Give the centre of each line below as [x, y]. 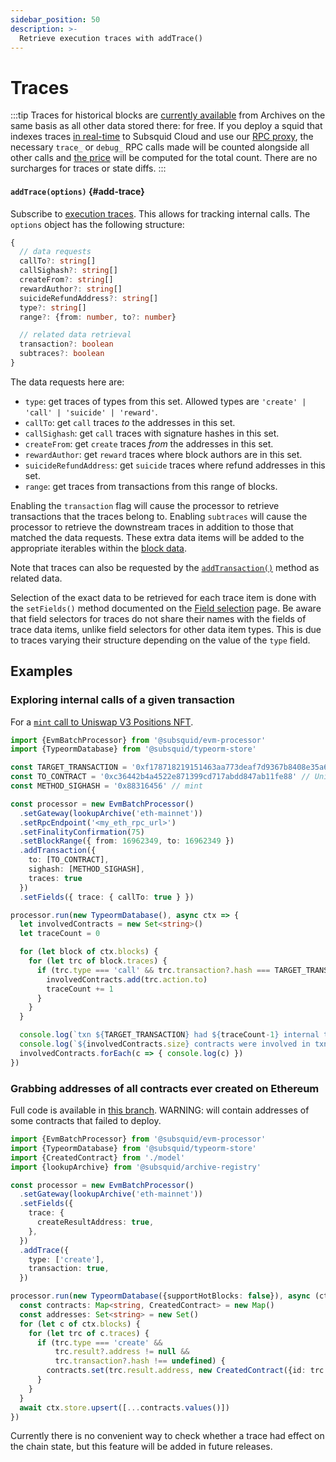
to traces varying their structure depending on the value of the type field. [160, 640]
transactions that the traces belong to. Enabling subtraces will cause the [159, 516]
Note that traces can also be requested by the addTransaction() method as [165, 567]
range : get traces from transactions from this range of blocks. [151, 486]
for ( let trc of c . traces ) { [89, 1333]
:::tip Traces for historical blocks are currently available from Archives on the [168, 115]
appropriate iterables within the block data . [99, 548]
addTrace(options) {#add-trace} [77, 191]
